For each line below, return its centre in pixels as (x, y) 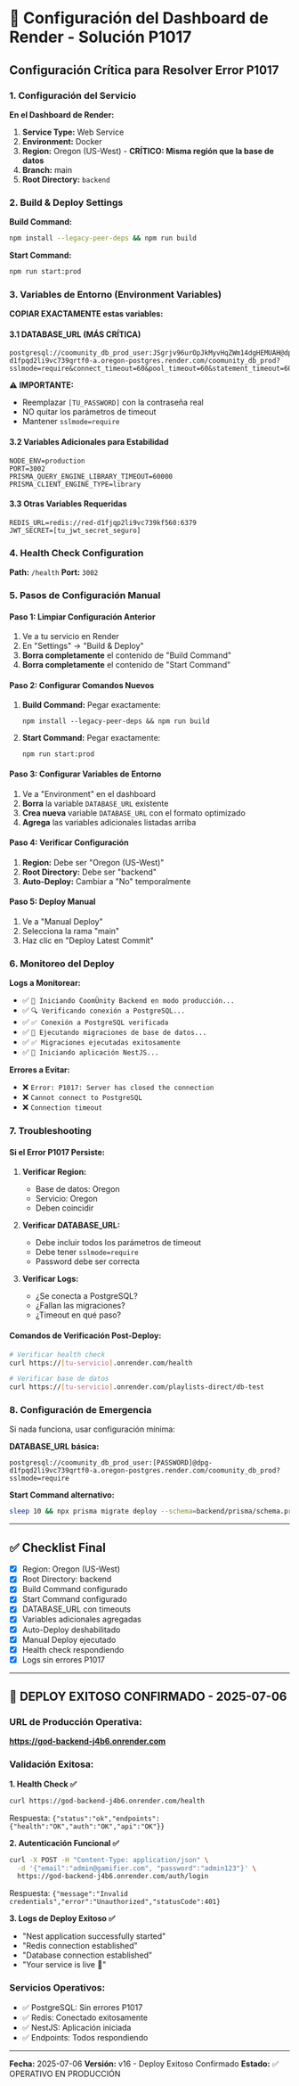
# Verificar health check (57, 1354)
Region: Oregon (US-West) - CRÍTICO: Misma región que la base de (148, 151)
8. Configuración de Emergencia (81, 1410)
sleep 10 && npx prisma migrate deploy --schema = (103, 1511)
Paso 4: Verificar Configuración (69, 842)
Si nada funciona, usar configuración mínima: (92, 1429)
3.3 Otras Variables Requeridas (68, 504)
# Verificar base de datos (59, 1379)
